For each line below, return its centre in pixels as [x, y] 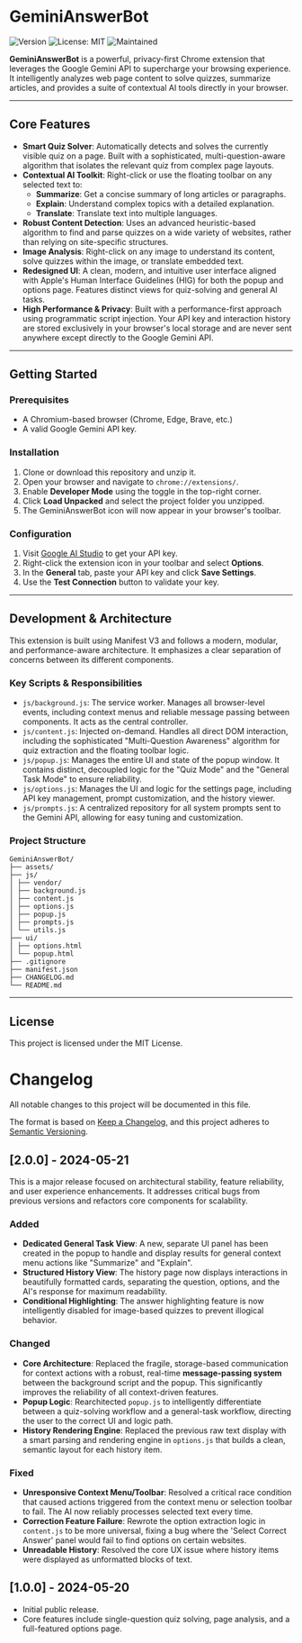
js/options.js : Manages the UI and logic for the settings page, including [157, 789]
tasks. [33, 299]
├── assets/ [31, 867]
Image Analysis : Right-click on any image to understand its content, [149, 251]
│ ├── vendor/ [36, 883]
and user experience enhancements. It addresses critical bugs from [135, 1191]
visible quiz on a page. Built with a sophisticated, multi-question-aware [154, 156]
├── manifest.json [44, 970]
